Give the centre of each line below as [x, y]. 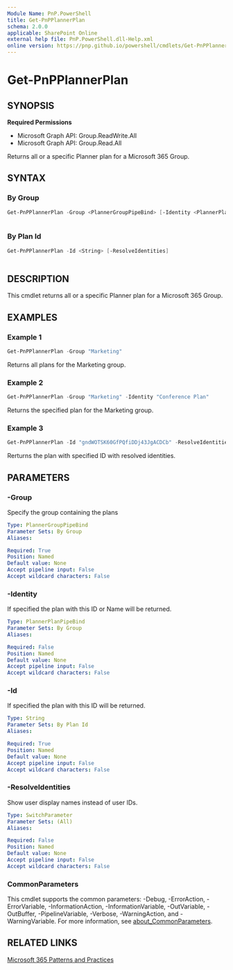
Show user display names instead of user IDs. [72, 802]
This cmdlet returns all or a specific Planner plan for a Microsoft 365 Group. [115, 296]
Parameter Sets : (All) [40, 822]
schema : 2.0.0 [28, 26]
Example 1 [25, 337]
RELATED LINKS [42, 943]
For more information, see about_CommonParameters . [135, 921]
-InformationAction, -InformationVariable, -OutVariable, [127, 907]
